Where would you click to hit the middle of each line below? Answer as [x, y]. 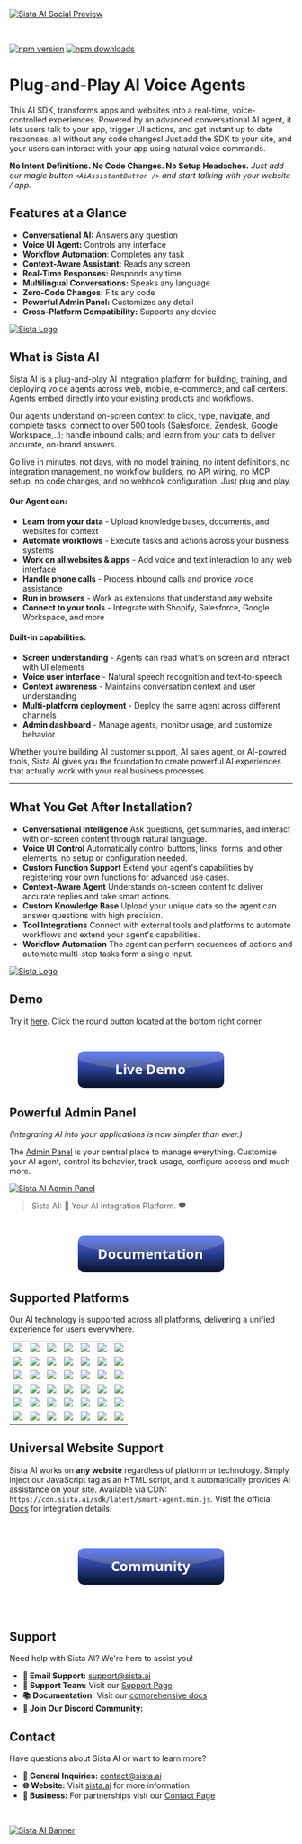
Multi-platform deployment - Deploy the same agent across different [151, 705]
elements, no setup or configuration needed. [105, 858]
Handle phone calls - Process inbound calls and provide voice [138, 579]
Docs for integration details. [61, 1508]
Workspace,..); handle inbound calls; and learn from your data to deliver [142, 434]
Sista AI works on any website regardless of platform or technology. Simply [149, 1470]
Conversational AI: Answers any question [100, 235]
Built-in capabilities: [48, 637]
